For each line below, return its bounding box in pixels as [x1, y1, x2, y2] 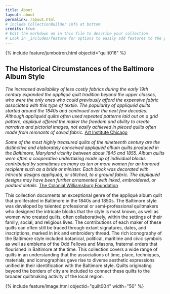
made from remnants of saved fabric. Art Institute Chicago [5, 129, 128, 135]
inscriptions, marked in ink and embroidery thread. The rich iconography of [5, 230, 162, 236]
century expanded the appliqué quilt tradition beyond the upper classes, [5, 91, 156, 97]
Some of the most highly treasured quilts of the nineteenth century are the [5, 139, 160, 145]
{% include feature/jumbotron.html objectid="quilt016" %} [5, 49, 126, 56]
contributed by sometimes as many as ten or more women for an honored [5, 161, 159, 167]
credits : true [5, 26, 35, 32]
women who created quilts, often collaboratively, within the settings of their [5, 214, 162, 220]
